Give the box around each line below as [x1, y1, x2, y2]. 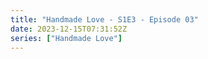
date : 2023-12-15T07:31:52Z [10, 24, 128, 34]
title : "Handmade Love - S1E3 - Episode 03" [10, 14, 199, 25]
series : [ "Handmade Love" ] [10, 33, 123, 43]
